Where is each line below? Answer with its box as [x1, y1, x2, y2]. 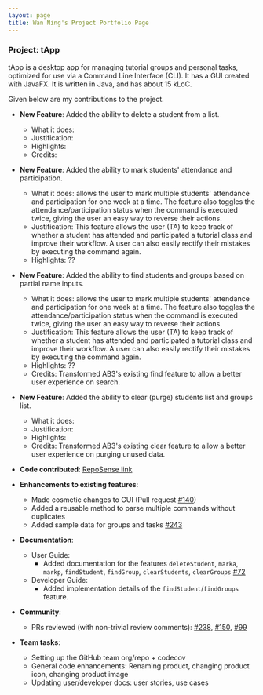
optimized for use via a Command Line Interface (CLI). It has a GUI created [8, 71, 250, 80]
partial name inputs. [19, 278, 84, 288]
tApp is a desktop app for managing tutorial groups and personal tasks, [8, 62, 239, 71]
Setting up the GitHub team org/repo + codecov [31, 653, 186, 662]
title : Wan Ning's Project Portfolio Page [8, 19, 149, 27]
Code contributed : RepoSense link [19, 464, 133, 474]
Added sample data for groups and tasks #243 [31, 519, 183, 529]
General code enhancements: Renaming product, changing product [31, 660, 250, 671]
